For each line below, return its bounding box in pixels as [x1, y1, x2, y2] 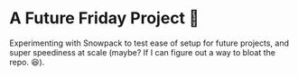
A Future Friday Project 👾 [9, 8, 200, 29]
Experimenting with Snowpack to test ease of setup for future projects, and [9, 38, 290, 48]
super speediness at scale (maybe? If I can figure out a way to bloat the [9, 46, 275, 57]
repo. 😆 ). [9, 56, 45, 67]
